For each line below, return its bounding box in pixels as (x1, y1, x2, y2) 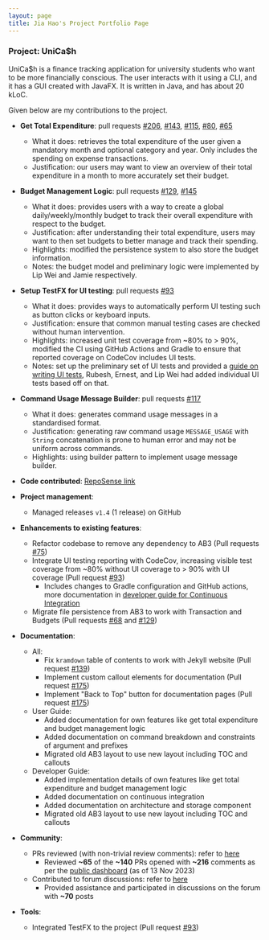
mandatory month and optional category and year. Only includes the (31, 145, 259, 154)
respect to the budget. (31, 219, 106, 228)
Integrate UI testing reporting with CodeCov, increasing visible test (31, 556, 253, 565)
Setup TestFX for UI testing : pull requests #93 (19, 285, 174, 295)
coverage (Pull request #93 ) (31, 573, 125, 582)
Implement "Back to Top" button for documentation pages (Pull (43, 689, 253, 699)
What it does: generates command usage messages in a (31, 409, 218, 419)
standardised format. (31, 417, 102, 427)
